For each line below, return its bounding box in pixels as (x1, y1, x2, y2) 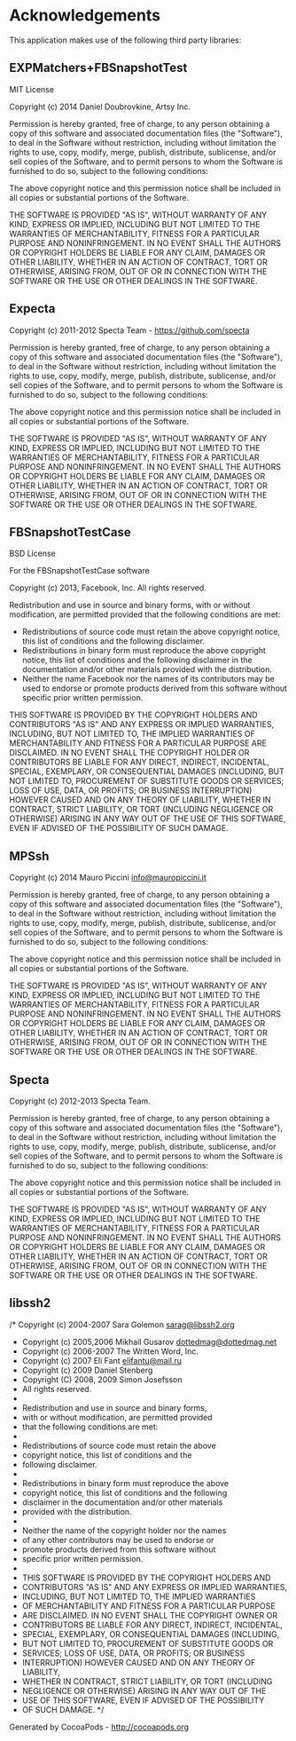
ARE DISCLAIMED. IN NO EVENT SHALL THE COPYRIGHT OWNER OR (21, 1610, 277, 1620)
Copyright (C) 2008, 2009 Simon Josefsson (21, 1373, 183, 1385)
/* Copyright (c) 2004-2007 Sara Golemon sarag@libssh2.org (9, 1319, 235, 1330)
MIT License (9, 83, 55, 94)
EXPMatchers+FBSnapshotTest (9, 60, 188, 75)
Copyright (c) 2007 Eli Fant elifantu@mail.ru (21, 1355, 183, 1365)
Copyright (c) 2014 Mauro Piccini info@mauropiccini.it (9, 872, 206, 883)
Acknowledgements (9, 5, 161, 26)
